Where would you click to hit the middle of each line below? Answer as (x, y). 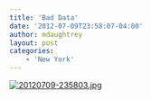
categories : (32, 51)
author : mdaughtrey (46, 34)
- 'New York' (50, 59)
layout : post (34, 43)
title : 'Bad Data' (44, 18)
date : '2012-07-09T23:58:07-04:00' (76, 26)
